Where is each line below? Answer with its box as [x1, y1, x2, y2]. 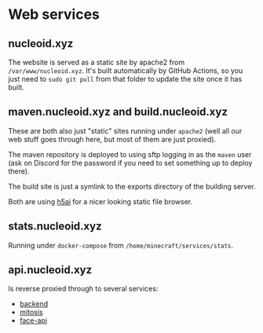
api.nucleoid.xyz [8, 263, 93, 276]
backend [19, 299, 49, 309]
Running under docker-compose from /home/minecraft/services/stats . [8, 240, 234, 250]
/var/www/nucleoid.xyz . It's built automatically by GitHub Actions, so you [8, 66, 243, 75]
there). [8, 166, 30, 176]
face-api [19, 316, 48, 325]
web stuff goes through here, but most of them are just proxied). [8, 134, 217, 144]
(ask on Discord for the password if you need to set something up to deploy [8, 158, 253, 167]
